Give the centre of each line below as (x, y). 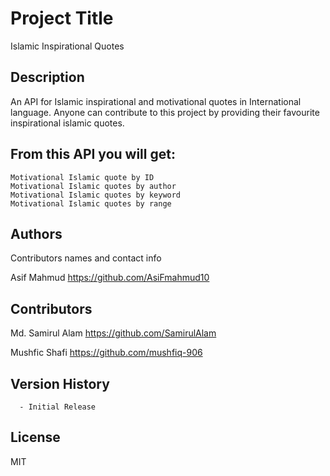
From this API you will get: (93, 154)
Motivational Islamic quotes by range (91, 203)
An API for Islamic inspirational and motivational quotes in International (156, 101)
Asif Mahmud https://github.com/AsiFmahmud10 (110, 278)
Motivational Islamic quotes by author (93, 186)
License (35, 437)
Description (47, 77)
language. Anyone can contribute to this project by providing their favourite (165, 112)
